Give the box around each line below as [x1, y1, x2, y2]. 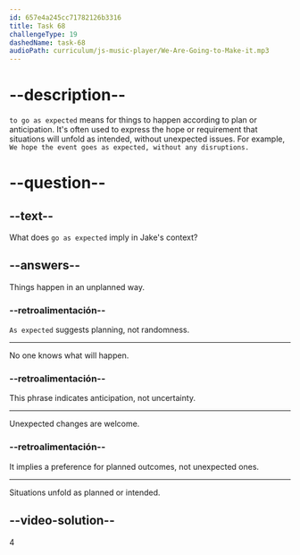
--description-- [9, 85, 127, 106]
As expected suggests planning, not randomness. [9, 324, 190, 336]
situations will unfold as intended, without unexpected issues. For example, [9, 133, 286, 144]
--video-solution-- [9, 513, 115, 528]
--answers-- [9, 258, 80, 273]
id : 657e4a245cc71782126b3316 [9, 13, 122, 22]
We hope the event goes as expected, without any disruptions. [9, 143, 250, 152]
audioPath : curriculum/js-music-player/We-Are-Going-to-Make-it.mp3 [9, 47, 270, 55]
